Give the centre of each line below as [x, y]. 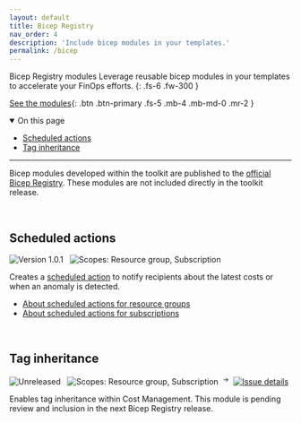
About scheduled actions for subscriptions [101, 313]
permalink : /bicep [43, 51]
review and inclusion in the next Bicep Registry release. [111, 409]
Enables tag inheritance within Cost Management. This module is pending [145, 399]
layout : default [39, 17]
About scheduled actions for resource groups [106, 303]
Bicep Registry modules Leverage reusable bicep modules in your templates [150, 76]
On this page [41, 121]
